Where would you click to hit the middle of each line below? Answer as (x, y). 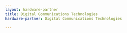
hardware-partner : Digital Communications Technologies (63, 18)
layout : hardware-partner (32, 9)
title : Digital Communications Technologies (51, 14)
